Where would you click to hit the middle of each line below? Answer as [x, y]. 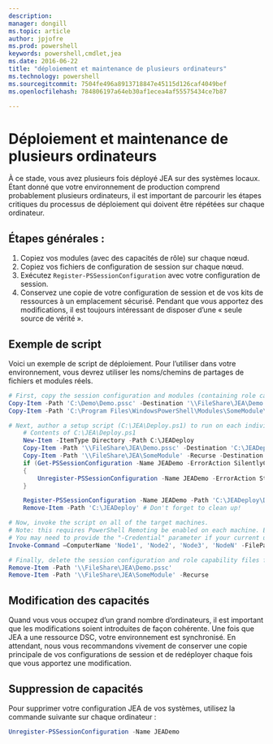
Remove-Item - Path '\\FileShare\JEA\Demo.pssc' [91, 568]
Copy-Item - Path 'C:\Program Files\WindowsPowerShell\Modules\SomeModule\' [139, 411]
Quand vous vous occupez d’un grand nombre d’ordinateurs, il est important [136, 620]
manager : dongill [38, 24]
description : [30, 16]
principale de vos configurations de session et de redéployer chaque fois [131, 655]
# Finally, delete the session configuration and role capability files [134, 560]
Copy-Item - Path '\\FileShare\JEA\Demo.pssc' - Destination [125, 448]
